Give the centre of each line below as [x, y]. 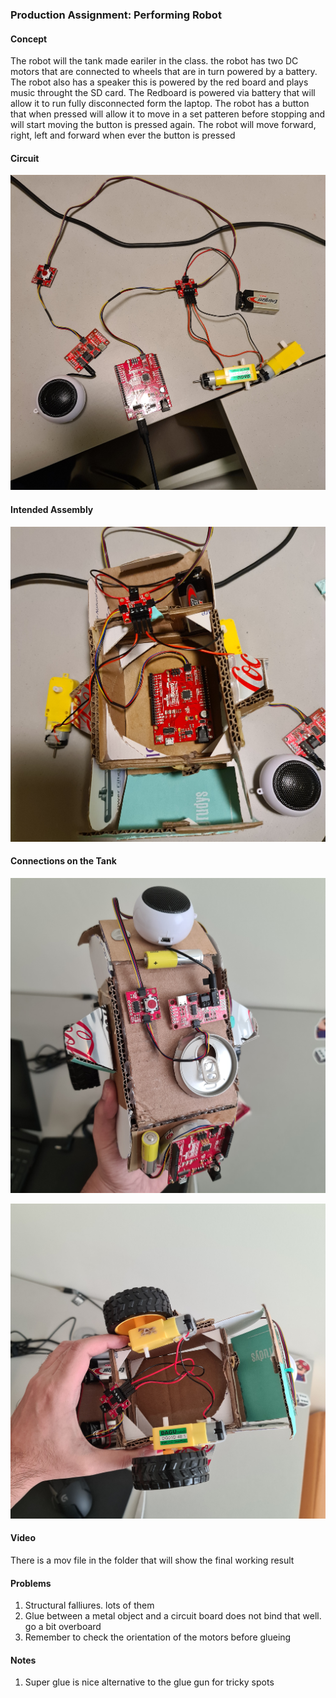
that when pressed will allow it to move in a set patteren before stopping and [168, 114]
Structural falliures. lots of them [89, 1605]
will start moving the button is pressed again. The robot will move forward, [163, 125]
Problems [31, 1583]
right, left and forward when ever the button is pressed [123, 135]
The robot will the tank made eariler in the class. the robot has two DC [154, 61]
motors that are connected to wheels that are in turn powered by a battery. [164, 72]
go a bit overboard [63, 1627]
